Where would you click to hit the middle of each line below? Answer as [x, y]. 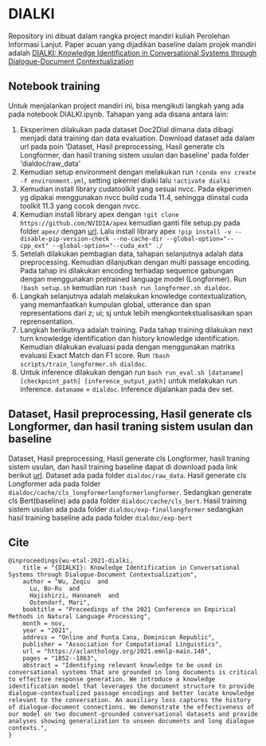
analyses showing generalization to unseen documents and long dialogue [131, 721]
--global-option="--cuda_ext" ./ [108, 245]
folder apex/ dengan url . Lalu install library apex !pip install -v [125, 231]
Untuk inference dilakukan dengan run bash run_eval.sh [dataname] [132, 372]
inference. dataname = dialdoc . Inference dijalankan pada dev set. [127, 389]
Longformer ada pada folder [55, 484]
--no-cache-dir [138, 239]
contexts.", [28, 728]
